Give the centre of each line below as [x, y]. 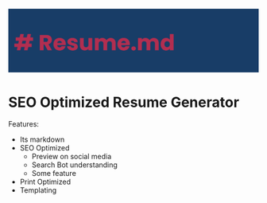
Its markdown [42, 139]
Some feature [54, 174]
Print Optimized [45, 182]
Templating [38, 190]
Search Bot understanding [74, 165]
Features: [24, 124]
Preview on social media [72, 157]
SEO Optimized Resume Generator [124, 102]
